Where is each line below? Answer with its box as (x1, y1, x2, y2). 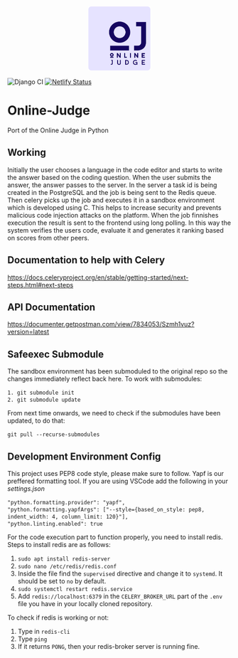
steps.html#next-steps (7, 280, 74, 289)
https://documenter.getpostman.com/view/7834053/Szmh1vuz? (7, 320, 195, 329)
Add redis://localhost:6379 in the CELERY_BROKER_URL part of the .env (17, 592, 222, 600)
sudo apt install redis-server (17, 556, 111, 563)
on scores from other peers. (7, 233, 90, 242)
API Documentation (7, 302, 96, 314)
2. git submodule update (7, 396, 81, 404)
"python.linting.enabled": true (7, 521, 103, 528)
